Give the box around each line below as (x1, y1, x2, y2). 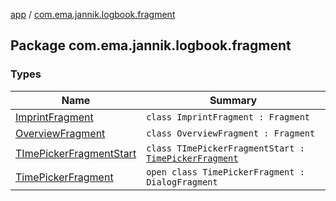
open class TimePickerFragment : (146, 166, 305, 178)
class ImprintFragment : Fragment (146, 111, 311, 123)
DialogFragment (146, 176, 218, 188)
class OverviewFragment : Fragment (146, 127, 316, 139)
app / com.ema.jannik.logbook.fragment (10, 9, 176, 20)
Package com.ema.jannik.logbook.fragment (10, 37, 292, 54)
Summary (209, 93, 258, 107)
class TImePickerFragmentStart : (146, 142, 305, 154)
